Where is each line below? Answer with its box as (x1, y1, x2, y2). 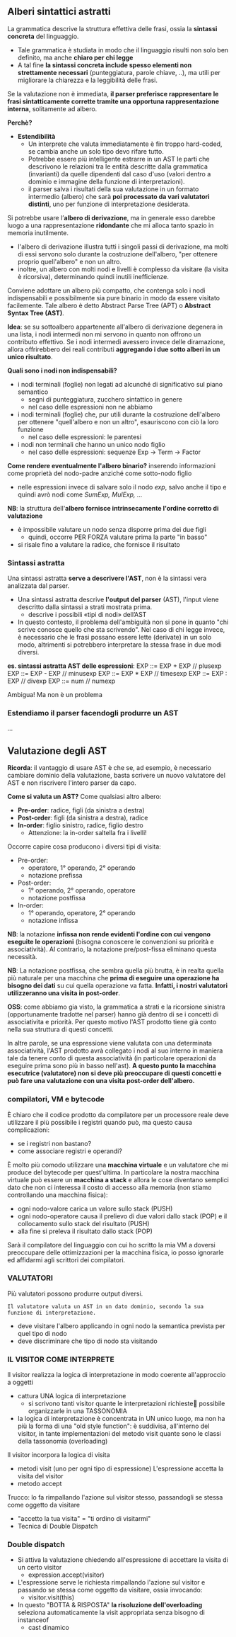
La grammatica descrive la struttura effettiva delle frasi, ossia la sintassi (7, 24, 218, 33)
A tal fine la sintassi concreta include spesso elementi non (17, 60, 192, 69)
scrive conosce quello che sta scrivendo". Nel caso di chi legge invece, (17, 625, 225, 634)
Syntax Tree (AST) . (7, 308, 65, 317)
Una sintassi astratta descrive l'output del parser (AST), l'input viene (17, 595, 219, 604)
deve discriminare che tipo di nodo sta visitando (17, 1337, 158, 1345)
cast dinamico (28, 1624, 69, 1632)
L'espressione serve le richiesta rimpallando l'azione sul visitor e (17, 1578, 206, 1587)
